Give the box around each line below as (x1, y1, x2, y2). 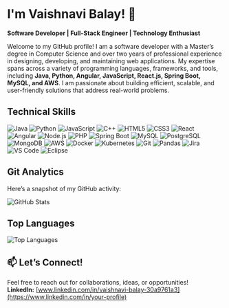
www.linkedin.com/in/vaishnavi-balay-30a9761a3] (37, 285, 180, 294)
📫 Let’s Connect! (7, 256, 83, 268)
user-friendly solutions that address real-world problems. (7, 86, 170, 94)
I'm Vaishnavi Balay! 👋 (7, 6, 136, 22)
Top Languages (7, 217, 75, 229)
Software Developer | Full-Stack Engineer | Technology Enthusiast (7, 29, 201, 37)
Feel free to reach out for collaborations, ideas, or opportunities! (7, 278, 189, 287)
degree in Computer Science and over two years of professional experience (7, 49, 222, 58)
